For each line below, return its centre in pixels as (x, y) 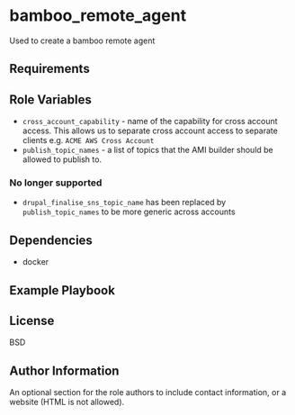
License (32, 321)
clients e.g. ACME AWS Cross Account (88, 140)
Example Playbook (62, 290)
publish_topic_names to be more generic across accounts (129, 212)
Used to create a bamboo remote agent (82, 41)
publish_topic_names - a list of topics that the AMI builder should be (148, 150)
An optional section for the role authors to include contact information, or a (148, 392)
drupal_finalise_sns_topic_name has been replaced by (124, 203)
